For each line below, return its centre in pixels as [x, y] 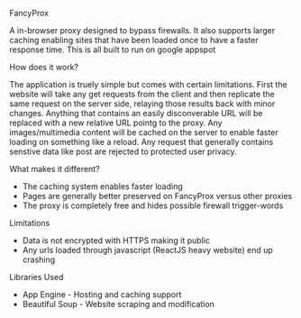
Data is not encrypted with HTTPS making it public [116, 241]
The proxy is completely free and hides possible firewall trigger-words [153, 205]
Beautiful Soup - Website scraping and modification [118, 304]
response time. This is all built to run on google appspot [113, 50]
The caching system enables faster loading [102, 186]
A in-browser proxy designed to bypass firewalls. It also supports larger [142, 30]
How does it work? [44, 67]
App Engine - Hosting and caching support [102, 295]
